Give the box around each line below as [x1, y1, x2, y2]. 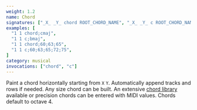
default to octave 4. [6, 98, 53, 105]
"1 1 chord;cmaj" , [11, 31, 57, 36]
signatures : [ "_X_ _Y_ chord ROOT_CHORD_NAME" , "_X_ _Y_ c [6, 19, 154, 25]
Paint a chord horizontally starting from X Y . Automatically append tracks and [6, 79, 191, 86]
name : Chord [6, 14, 35, 20]
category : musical [6, 58, 51, 64]
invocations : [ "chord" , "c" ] [6, 63, 77, 69]
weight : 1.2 [6, 8, 35, 15]
